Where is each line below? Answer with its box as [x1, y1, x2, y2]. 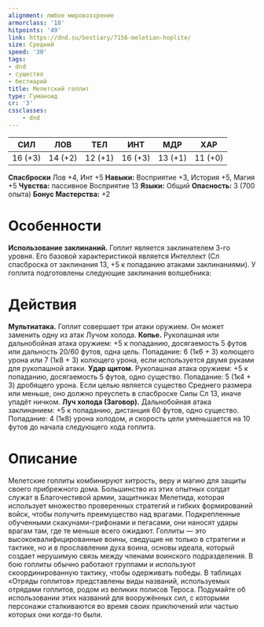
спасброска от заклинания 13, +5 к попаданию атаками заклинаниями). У [8, 259, 256, 269]
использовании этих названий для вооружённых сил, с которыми [8, 592, 229, 603]
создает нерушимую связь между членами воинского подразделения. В [8, 551, 254, 560]
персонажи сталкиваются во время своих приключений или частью [8, 601, 239, 610]
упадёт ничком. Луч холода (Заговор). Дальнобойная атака [8, 397, 212, 406]
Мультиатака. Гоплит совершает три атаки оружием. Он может [8, 321, 225, 331]
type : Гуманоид [8, 92, 58, 100]
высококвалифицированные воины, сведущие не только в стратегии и [8, 534, 246, 544]
